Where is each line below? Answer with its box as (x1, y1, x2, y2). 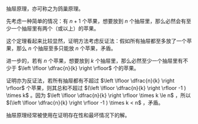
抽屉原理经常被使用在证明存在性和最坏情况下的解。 (6, 112, 130, 119)
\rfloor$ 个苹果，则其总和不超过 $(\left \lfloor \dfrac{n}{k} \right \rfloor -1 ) (6, 85, 187, 91)
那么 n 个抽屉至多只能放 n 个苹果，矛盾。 (16, 45, 117, 52)
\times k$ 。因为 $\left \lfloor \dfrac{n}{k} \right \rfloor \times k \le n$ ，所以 (6, 92, 191, 99)
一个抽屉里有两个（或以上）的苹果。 (11, 25, 99, 32)
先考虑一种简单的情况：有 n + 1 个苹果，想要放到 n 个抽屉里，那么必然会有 (6, 18, 187, 25)
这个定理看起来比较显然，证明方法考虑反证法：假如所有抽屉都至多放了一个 (6, 38, 187, 44)
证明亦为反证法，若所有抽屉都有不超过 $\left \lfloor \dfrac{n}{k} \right (6, 77, 175, 84)
